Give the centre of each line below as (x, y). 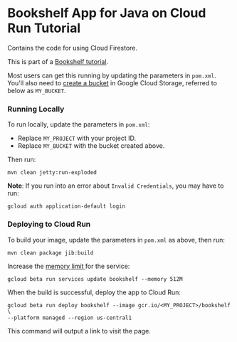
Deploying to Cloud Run (49, 224)
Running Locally (36, 109)
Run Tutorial (44, 28)
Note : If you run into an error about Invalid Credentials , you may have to (116, 186)
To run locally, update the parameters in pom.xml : (79, 124)
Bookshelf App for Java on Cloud (107, 13)
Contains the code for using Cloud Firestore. (72, 48)
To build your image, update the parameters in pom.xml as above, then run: (116, 240)
